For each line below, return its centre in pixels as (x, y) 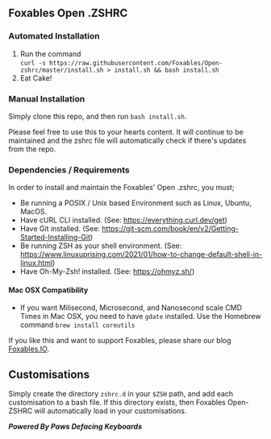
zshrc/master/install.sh (62, 70)
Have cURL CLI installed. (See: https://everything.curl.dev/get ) (124, 220)
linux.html (36, 263)
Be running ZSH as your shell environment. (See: (101, 246)
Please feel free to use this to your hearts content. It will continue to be (126, 131)
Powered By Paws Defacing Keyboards (75, 427)
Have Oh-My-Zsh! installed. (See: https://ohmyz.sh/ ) (107, 271)
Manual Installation (47, 98)
